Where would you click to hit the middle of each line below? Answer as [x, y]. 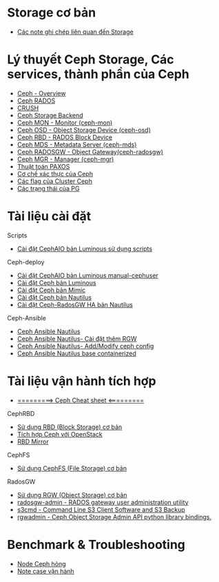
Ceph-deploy [26, 262]
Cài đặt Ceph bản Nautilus [54, 297]
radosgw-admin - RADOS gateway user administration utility [103, 502]
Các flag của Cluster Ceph [55, 181]
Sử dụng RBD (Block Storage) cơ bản [70, 427]
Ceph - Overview [41, 93]
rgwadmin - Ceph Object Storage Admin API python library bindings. [114, 517]
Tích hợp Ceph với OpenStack [60, 434]
